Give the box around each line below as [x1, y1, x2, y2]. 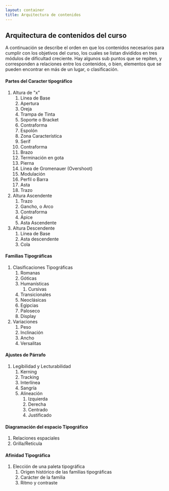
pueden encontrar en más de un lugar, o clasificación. [5, 66, 119, 72]
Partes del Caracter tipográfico [5, 78, 73, 84]
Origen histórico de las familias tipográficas [20, 469, 112, 475]
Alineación [20, 390, 43, 396]
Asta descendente [20, 236, 59, 242]
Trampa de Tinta [20, 111, 55, 117]
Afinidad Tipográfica [5, 452, 51, 458]
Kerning [20, 369, 37, 375]
